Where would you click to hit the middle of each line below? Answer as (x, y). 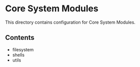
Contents (20, 38)
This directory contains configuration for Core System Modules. (70, 22)
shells (18, 55)
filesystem (23, 49)
